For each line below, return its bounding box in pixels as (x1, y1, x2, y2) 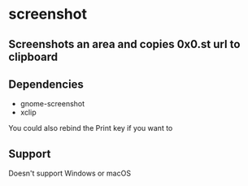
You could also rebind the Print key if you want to (8, 123, 173, 133)
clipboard (8, 50, 59, 63)
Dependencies (8, 77, 84, 91)
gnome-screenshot (20, 99, 85, 109)
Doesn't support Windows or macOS (8, 168, 132, 179)
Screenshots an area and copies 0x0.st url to (8, 37, 241, 51)
